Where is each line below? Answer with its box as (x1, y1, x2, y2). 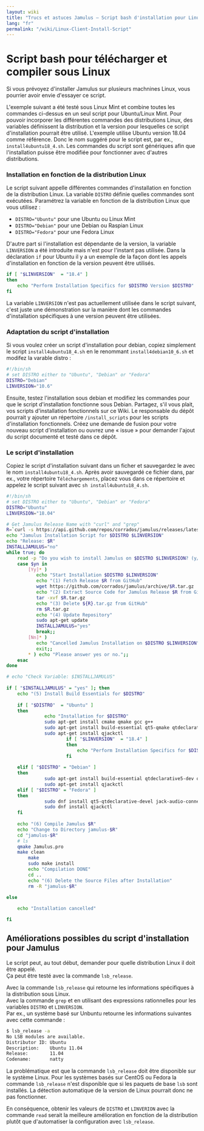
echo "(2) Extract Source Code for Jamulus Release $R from (36, 589, 191, 596)
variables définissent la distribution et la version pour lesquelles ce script (6, 123, 189, 130)
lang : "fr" (6, 20, 34, 26)
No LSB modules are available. (6, 1034, 86, 1040)
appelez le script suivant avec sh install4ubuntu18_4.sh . (6, 482, 149, 489)
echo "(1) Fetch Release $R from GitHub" (36, 578, 143, 584)
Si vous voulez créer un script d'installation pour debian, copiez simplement (6, 342, 196, 349)
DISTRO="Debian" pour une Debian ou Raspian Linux (15, 222, 144, 229)
